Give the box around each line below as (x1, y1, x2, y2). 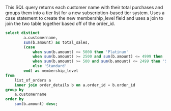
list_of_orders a (14, 77, 51, 83)
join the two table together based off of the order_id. (5, 20, 116, 26)
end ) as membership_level (23, 68, 79, 73)
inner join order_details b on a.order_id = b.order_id (14, 82, 136, 88)
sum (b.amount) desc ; (14, 101, 58, 106)
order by (5, 97, 24, 102)
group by (5, 87, 24, 92)
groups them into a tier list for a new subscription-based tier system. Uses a (5, 10, 165, 16)
